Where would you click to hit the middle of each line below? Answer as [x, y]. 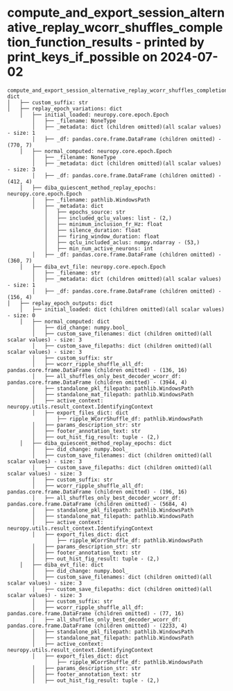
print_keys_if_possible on [83, 57]
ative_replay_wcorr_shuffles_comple [115, 27]
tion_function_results [70, 42]
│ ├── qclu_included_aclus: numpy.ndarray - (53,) [122, 242]
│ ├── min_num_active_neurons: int [99, 248]
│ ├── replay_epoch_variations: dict [65, 108]
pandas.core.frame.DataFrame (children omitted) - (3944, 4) [97, 382]
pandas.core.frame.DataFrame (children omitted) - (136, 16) [97, 370]
